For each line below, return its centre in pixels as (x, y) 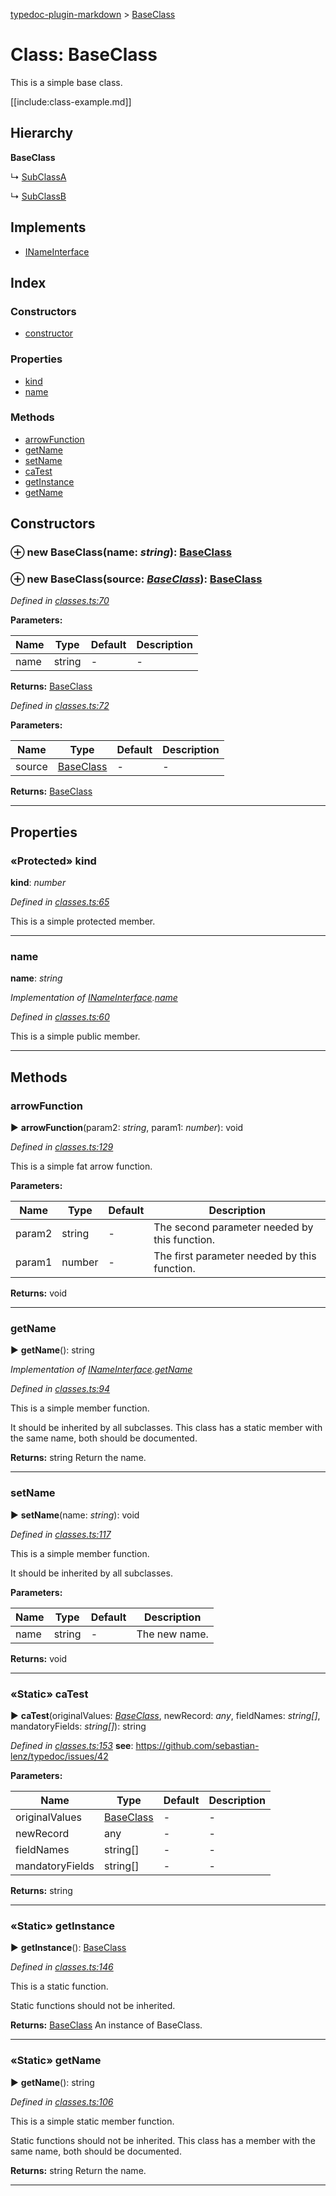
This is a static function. (59, 1986)
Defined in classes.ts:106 (62, 2101)
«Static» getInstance (62, 1926)
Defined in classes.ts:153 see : (72, 1746)
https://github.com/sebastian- (197, 1746)
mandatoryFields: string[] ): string (78, 1726)
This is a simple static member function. (92, 2121)
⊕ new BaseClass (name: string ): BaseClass (121, 552)
